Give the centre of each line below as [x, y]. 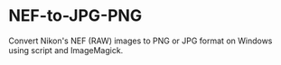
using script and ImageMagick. [66, 50]
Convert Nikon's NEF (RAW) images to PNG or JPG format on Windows [140, 41]
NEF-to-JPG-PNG [75, 16]
